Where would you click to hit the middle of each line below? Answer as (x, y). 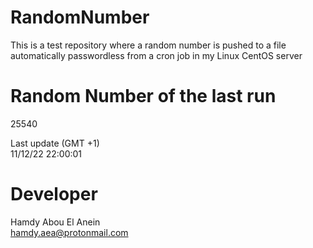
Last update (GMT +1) (55, 143)
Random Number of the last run (143, 96)
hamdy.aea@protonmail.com (69, 232)
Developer (54, 194)
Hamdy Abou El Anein (55, 222)
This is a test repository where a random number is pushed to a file (148, 45)
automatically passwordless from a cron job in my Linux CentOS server (156, 55)
